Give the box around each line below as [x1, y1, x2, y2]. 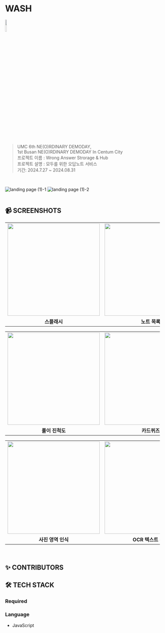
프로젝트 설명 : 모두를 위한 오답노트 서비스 [17, 161, 97, 167]
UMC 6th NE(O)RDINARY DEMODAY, [17, 143, 92, 149]
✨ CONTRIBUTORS [5, 564, 64, 572]
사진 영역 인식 [38, 536, 69, 543]
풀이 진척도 [41, 427, 66, 434]
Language [5, 611, 30, 618]
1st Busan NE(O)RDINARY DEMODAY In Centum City [17, 149, 123, 155]
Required [5, 598, 27, 605]
